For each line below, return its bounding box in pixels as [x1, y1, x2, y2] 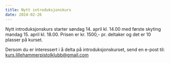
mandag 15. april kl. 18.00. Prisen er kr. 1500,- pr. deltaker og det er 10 [5, 31, 151, 37]
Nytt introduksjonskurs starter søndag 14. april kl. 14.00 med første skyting [5, 26, 161, 32]
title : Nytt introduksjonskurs [5, 7, 72, 13]
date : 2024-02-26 [5, 12, 42, 17]
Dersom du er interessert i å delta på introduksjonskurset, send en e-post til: [5, 46, 165, 52]
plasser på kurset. [5, 36, 43, 43]
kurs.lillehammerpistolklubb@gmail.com [5, 51, 89, 58]
